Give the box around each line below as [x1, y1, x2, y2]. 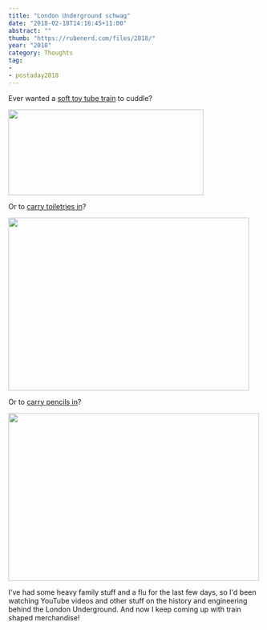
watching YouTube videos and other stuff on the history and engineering [8, 596, 248, 605]
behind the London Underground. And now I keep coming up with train [8, 604, 242, 614]
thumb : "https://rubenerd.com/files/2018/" [8, 34, 156, 42]
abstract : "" [8, 26, 52, 34]
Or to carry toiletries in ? [8, 201, 87, 211]
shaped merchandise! [8, 612, 80, 622]
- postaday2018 [8, 71, 59, 79]
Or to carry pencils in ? [8, 397, 82, 406]
